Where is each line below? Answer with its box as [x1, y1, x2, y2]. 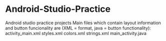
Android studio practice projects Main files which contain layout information [5, 20, 161, 26]
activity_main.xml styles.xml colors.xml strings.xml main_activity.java [5, 30, 146, 36]
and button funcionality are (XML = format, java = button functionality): [5, 25, 151, 31]
